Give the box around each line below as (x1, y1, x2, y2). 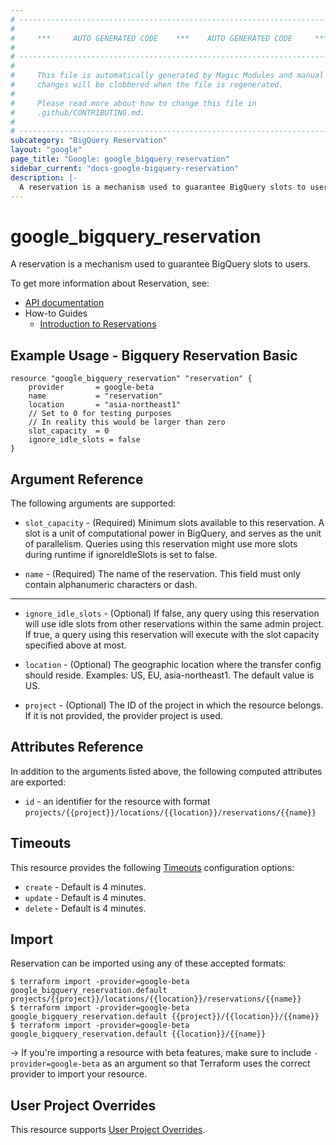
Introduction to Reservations (39, 318, 157, 330)
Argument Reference (10, 471, 144, 488)
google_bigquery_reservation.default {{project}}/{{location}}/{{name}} (10, 1012, 320, 1022)
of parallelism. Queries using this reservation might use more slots (24, 537, 298, 550)
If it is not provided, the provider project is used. (24, 709, 223, 721)
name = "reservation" (28, 391, 163, 401)
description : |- (10, 172, 78, 183)
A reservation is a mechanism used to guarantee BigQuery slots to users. (10, 258, 312, 270)
